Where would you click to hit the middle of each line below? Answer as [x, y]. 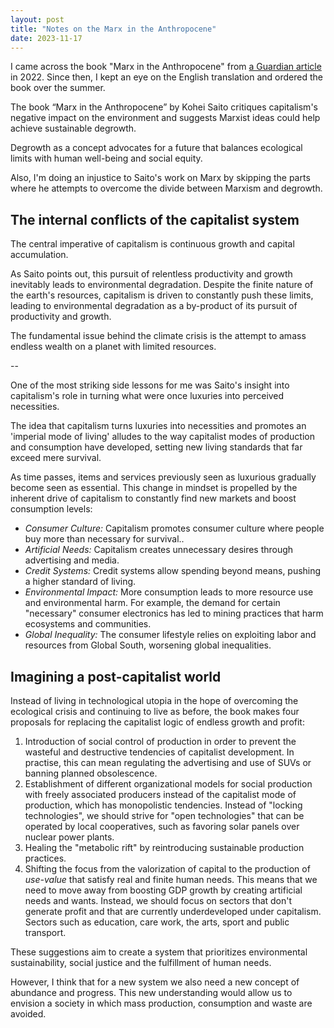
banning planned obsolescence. [91, 773]
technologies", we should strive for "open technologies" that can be [164, 815]
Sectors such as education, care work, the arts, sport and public [157, 922]
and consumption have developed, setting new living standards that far [156, 447]
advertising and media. [72, 560]
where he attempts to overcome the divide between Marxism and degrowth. [166, 188]
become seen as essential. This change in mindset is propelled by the [154, 488]
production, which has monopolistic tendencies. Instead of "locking [163, 805]
